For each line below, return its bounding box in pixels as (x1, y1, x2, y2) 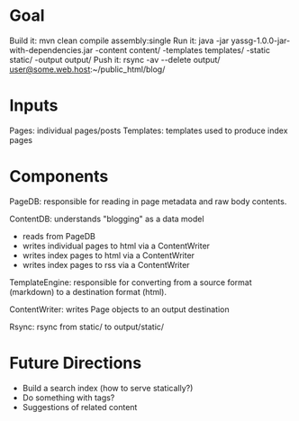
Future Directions (9, 353, 142, 373)
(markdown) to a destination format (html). (9, 286, 168, 297)
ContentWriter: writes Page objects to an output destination (9, 303, 230, 315)
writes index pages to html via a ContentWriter (22, 249, 195, 261)
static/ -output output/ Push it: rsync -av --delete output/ (9, 54, 221, 65)
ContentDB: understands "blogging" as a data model (9, 213, 204, 224)
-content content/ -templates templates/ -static (95, 44, 270, 55)
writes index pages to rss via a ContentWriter (22, 259, 191, 270)
